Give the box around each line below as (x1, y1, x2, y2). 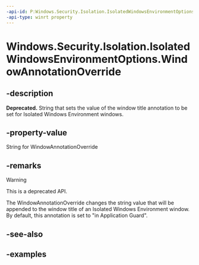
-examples (6, 249, 47, 259)
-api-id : (6, 8, 28, 15)
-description (6, 88, 53, 98)
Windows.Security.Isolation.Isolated (6, 40, 191, 53)
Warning (6, 176, 27, 184)
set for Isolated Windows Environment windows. (6, 110, 124, 117)
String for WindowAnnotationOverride (6, 143, 98, 151)
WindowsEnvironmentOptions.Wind (6, 52, 188, 66)
